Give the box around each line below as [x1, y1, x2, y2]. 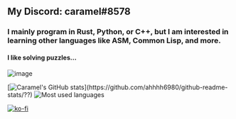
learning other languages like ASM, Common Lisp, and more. [7, 35, 222, 45]
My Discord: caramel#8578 [7, 6, 132, 18]
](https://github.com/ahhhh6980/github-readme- [84, 83, 228, 91]
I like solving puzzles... [7, 53, 77, 62]
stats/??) [7, 90, 33, 98]
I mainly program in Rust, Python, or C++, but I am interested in [7, 27, 229, 37]
